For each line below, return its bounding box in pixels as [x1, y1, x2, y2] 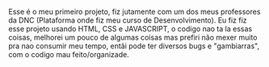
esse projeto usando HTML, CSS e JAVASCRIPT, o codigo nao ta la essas [8, 24, 253, 33]
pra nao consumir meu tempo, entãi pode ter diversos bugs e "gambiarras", [8, 41, 260, 51]
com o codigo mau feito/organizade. [8, 50, 129, 59]
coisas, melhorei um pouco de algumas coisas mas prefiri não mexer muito [8, 32, 258, 42]
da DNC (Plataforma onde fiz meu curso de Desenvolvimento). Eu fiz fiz [8, 15, 248, 25]
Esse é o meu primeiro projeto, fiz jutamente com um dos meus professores [8, 7, 261, 16]
